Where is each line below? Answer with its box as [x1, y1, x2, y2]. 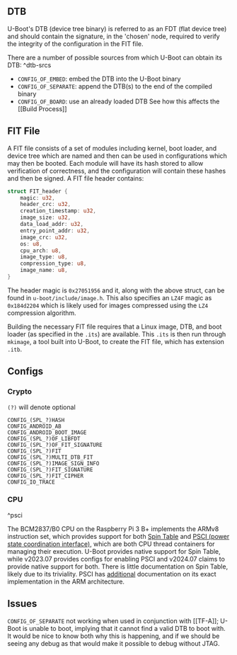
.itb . [7, 345, 23, 353]
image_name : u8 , [20, 267, 69, 274]
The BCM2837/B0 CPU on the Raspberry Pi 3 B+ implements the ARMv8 [7, 524, 219, 533]
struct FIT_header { [7, 188, 69, 195]
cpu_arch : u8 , [20, 247, 62, 254]
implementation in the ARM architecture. [7, 577, 125, 586]
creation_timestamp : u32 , [20, 207, 97, 215]
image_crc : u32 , [20, 234, 69, 241]
